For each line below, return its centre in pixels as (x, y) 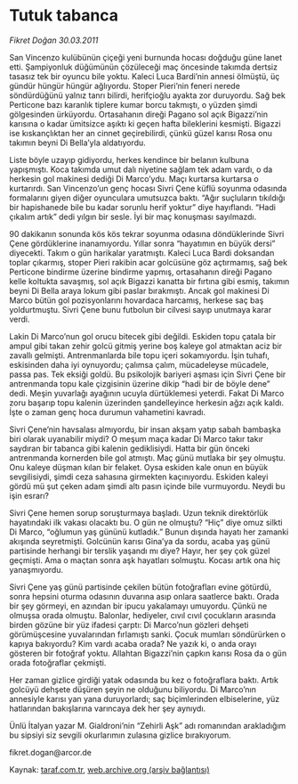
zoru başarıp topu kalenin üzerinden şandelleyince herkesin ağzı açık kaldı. (147, 403)
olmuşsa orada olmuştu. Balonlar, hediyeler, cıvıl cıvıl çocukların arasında (143, 615)
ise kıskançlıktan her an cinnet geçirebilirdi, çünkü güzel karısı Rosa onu (141, 133)
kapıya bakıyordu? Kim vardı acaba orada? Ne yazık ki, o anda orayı (133, 643)
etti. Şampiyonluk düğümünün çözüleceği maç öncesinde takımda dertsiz (144, 67)
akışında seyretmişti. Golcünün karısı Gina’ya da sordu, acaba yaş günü (140, 541)
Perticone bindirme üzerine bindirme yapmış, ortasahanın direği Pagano (141, 272)
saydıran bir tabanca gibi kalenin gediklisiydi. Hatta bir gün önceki (130, 448)
